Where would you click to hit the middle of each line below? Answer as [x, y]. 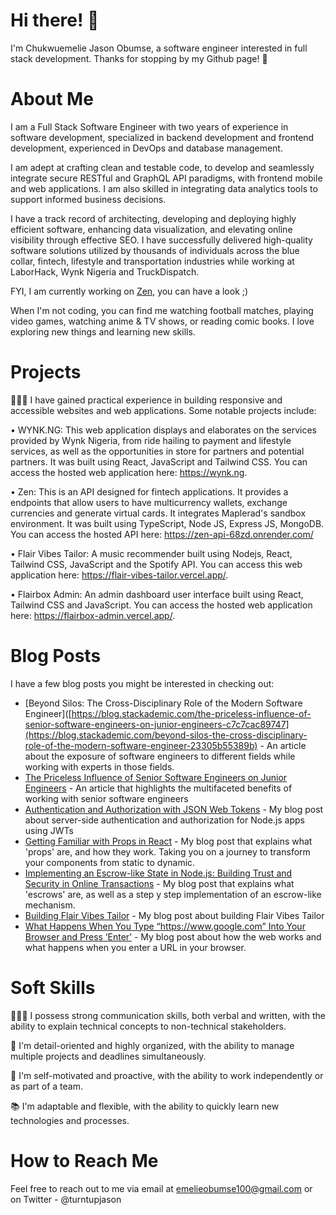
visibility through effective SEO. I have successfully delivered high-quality [161, 240]
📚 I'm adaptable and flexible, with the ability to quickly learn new [145, 1106]
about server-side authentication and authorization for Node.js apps [164, 820]
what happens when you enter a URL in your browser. [135, 947]
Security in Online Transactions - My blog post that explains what [159, 883]
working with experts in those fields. [99, 766]
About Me [52, 99]
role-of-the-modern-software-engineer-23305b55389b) [141, 745]
